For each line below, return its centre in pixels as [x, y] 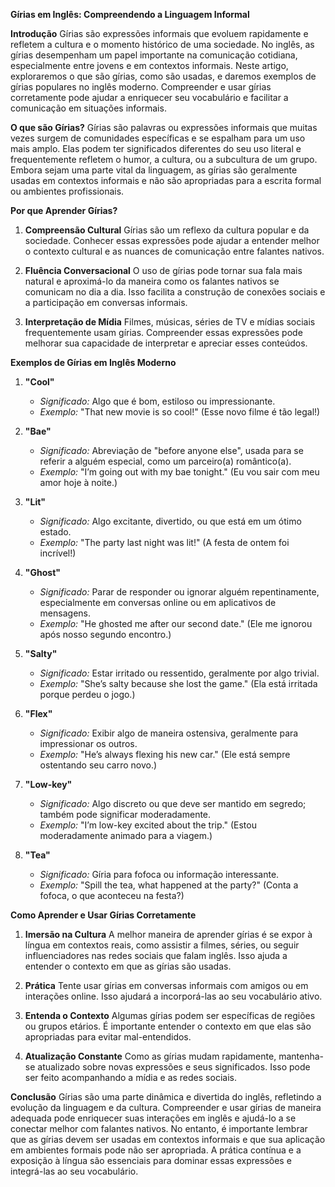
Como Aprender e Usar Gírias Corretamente [103, 915]
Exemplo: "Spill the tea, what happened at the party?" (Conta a [169, 885]
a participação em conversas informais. [106, 302]
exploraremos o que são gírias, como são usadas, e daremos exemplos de [163, 76]
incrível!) [58, 553]
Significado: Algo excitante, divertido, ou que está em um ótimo [170, 521]
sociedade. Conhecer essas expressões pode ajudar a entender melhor [172, 240]
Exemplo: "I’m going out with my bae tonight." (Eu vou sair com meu [179, 472]
